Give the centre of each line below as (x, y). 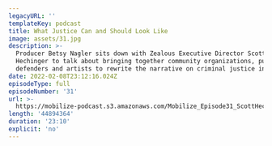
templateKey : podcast (45, 24)
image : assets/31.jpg (45, 39)
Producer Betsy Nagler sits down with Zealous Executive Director (130, 54)
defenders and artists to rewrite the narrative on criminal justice (135, 69)
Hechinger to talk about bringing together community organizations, (135, 62)
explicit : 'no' (34, 129)
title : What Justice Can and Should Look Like (88, 31)
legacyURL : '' (32, 16)
